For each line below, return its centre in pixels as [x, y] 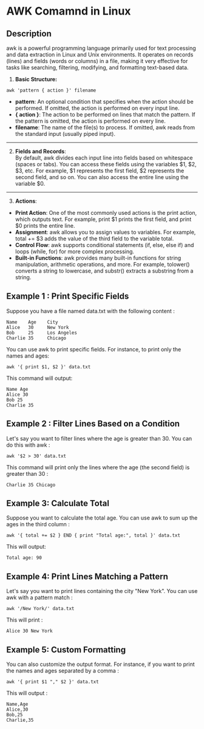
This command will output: [39, 378]
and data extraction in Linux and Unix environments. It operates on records [100, 55]
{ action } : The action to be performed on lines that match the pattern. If [105, 114]
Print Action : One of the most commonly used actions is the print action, [106, 213]
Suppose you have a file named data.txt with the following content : [90, 311]
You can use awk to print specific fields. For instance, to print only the [94, 349]
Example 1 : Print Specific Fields [68, 297]
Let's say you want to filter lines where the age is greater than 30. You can [99, 438]
